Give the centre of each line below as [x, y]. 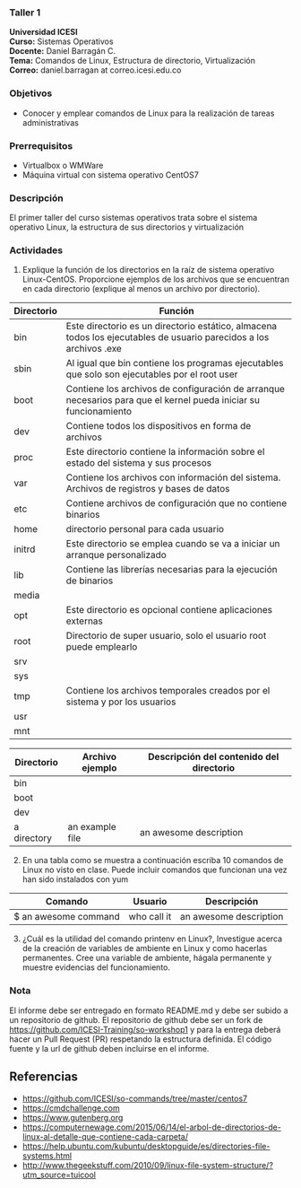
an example [92, 827]
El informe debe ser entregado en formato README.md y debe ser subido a [149, 1010]
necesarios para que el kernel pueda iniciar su [163, 400]
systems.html [47, 1156]
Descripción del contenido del [213, 757]
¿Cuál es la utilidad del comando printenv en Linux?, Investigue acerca [152, 939]
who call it [150, 917]
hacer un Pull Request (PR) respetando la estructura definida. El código [141, 1039]
